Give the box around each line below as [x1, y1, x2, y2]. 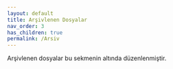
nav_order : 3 [7, 23, 45, 29]
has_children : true [7, 29, 63, 36]
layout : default [7, 10, 54, 17]
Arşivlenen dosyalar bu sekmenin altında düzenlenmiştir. [7, 54, 167, 62]
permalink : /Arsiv [7, 36, 60, 42]
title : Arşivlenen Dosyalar [7, 16, 88, 23]
